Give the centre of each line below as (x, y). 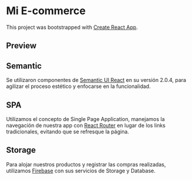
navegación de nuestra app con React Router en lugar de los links (86, 125)
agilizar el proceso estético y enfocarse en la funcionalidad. (79, 86)
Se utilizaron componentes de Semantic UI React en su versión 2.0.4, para (96, 80)
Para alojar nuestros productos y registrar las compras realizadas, (86, 164)
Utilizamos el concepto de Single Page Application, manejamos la (85, 119)
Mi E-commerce (46, 11)
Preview (21, 46)
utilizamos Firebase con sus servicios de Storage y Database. (81, 171)
